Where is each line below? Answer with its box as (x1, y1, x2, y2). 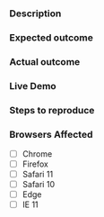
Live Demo (9, 79, 56, 92)
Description (9, 7, 62, 20)
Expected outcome (9, 31, 94, 43)
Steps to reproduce (9, 104, 95, 116)
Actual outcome (9, 55, 81, 68)
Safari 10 (22, 179, 56, 190)
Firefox (22, 158, 49, 169)
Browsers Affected (9, 128, 93, 140)
